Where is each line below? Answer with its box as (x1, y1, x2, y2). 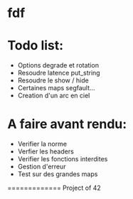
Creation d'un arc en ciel (17, 91, 90, 100)
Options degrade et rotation (17, 61, 100, 70)
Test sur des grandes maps (17, 170, 98, 178)
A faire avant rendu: (7, 116, 127, 132)
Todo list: (7, 38, 64, 54)
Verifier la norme (17, 140, 68, 149)
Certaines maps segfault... (17, 84, 95, 92)
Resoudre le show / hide (17, 76, 89, 85)
